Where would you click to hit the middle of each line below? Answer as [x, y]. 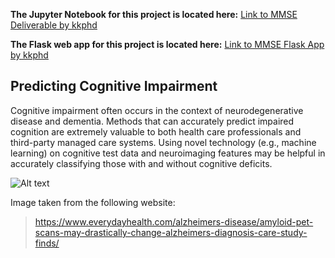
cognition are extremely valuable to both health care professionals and [156, 131]
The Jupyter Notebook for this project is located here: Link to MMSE [154, 14]
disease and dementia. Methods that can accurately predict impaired [152, 121]
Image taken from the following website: [93, 202]
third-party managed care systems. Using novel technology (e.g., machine [163, 142]
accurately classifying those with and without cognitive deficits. [141, 163]
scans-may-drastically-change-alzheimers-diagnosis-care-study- [171, 232]
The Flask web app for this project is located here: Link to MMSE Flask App [167, 44]
